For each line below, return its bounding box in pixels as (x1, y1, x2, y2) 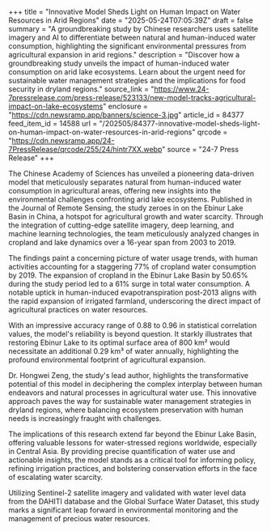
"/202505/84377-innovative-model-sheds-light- (99, 119, 260, 128)
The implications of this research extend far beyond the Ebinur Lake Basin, (8, 429, 257, 439)
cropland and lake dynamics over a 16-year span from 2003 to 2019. (8, 238, 236, 247)
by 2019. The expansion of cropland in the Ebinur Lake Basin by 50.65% (8, 270, 248, 280)
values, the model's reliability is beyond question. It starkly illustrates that (8, 329, 252, 338)
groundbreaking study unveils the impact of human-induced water (8, 58, 230, 68)
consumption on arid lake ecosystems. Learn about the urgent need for (8, 67, 246, 76)
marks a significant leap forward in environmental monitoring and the (8, 505, 239, 515)
